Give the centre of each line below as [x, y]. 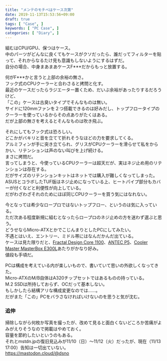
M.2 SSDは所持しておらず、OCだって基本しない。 [56, 284]
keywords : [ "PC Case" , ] [32, 28]
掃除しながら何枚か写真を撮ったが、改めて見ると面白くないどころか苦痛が [82, 322]
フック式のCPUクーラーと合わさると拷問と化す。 [56, 83]
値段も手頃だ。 [20, 255]
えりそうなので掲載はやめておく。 [49, 329]
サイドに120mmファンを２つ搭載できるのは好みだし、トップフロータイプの [83, 108]
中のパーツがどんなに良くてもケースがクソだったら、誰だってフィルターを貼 [83, 54]
